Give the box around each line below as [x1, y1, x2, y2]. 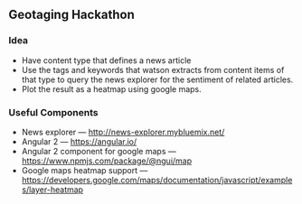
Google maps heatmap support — [21, 164, 148, 175]
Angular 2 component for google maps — [21, 145, 177, 156]
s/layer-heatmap [21, 184, 83, 195]
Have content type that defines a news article [21, 54, 192, 66]
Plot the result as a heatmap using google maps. [21, 83, 203, 94]
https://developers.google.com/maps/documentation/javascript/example [21, 174, 293, 185]
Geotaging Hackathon [8, 7, 135, 23]
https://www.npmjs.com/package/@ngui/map [21, 155, 193, 166]
